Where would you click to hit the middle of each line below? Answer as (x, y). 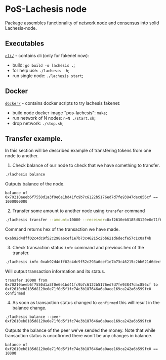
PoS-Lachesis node (46, 9)
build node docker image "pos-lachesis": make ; (60, 113)
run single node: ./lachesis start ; (48, 76)
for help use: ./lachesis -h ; (41, 70)
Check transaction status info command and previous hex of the (78, 248)
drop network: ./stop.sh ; (38, 123)
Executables (25, 44)
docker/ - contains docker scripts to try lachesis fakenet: (63, 103)
